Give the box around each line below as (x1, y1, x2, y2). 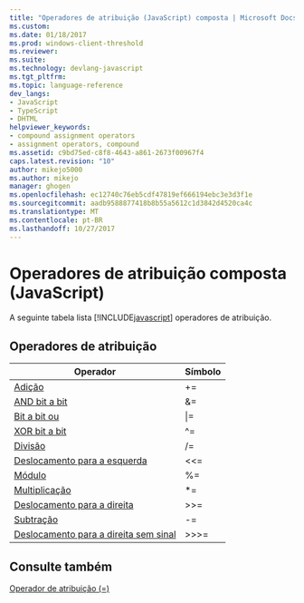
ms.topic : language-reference (9, 81, 124, 90)
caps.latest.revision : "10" (9, 156, 116, 166)
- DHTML (9, 114, 39, 123)
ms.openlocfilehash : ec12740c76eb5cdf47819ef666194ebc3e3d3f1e (9, 190, 253, 199)
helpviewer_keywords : (9, 123, 91, 132)
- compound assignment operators (9, 131, 136, 141)
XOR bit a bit (14, 425, 67, 438)
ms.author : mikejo (9, 173, 79, 182)
